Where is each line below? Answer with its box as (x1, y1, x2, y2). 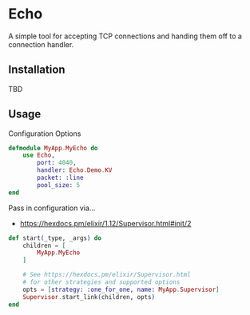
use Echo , (22, 151, 56, 160)
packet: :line (37, 173, 84, 182)
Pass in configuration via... (8, 203, 96, 213)
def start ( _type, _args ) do (8, 233, 102, 242)
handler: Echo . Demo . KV (37, 166, 113, 174)
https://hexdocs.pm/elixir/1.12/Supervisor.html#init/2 (19, 218, 192, 228)
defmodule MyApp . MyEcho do (8, 144, 98, 152)
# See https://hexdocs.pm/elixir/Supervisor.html (22, 271, 192, 279)
